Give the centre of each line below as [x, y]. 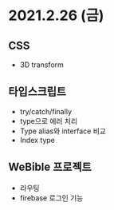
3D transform [41, 65]
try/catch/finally [46, 111]
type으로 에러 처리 [49, 121]
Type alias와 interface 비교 [63, 131]
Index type [37, 140]
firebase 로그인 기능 [51, 198]
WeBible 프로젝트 [50, 167]
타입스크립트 [37, 92]
